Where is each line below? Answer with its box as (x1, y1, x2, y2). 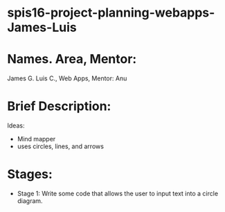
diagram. (17, 197, 43, 205)
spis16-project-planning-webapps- (7, 5, 215, 21)
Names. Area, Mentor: (7, 51, 137, 67)
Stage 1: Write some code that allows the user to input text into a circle (17, 189, 219, 197)
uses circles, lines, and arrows (17, 142, 104, 150)
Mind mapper (17, 135, 56, 143)
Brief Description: (7, 98, 111, 114)
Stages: (7, 166, 53, 182)
